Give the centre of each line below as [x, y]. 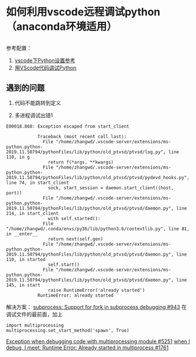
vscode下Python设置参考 [45, 60]
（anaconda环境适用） [61, 27]
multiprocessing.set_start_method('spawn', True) [68, 331]
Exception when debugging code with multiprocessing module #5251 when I [98, 341]
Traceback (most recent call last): [82, 137]
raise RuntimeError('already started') [96, 290]
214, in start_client [32, 214]
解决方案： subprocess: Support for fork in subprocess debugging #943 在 [97, 307]
